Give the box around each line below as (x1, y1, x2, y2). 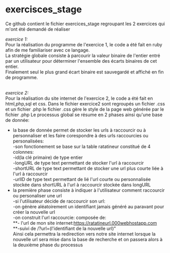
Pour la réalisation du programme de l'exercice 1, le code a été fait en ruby (5, 41, 163, 47)
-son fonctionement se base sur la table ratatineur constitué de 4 (12, 143, 151, 150)
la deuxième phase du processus (12, 242, 83, 248)
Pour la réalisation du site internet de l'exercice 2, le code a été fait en (5, 95, 153, 101)
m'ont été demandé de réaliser (5, 26, 70, 32)
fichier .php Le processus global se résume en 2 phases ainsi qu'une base (5, 112, 163, 118)
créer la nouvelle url (12, 209, 55, 215)
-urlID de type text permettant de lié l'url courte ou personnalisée (12, 176, 151, 182)
